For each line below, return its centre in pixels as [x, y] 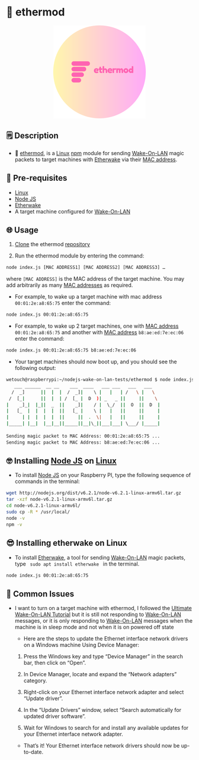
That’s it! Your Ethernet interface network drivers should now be [102, 746]
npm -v [14, 525]
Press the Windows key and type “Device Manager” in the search [103, 657]
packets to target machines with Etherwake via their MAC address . [96, 159]
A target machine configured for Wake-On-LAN [73, 211]
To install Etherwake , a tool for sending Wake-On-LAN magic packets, [100, 557]
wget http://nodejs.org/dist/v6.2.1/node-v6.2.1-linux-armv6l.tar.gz [94, 493]
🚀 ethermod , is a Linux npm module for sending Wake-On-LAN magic [99, 153]
